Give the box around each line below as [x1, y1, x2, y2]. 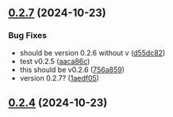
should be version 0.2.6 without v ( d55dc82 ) [19, 47, 166, 58]
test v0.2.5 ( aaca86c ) [19, 56, 90, 66]
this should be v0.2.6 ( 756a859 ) [19, 65, 125, 74]
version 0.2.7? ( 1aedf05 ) [19, 73, 99, 82]
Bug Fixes [8, 30, 48, 41]
